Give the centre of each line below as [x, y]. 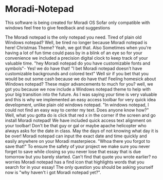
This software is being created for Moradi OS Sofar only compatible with [78, 22]
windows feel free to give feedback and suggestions [58, 27]
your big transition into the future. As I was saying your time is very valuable [81, 94]
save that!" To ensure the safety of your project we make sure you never [77, 146]
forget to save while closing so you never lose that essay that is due [73, 151]
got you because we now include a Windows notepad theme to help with [78, 89]
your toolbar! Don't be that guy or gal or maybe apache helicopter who [76, 125]
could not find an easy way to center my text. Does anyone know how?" [77, 110]
